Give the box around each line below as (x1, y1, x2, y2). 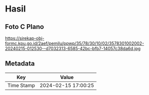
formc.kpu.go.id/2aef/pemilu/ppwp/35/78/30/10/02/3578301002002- (5, 41, 144, 46)
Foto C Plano (5, 23, 44, 31)
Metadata (5, 59, 35, 68)
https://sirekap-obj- (5, 35, 45, 41)
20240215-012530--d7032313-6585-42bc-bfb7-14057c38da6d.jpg (5, 46, 141, 51)
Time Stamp (7, 82, 35, 89)
